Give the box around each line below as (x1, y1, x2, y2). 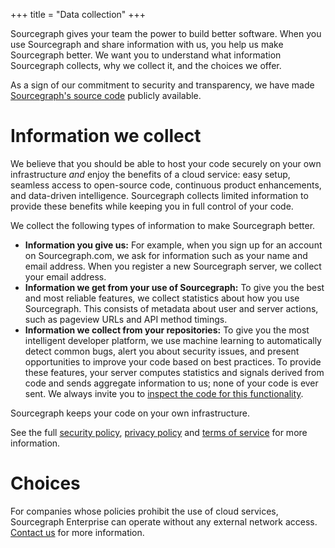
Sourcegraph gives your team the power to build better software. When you (10, 28, 322, 39)
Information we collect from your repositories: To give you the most (24, 324, 310, 336)
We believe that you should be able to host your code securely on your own (10, 157, 322, 169)
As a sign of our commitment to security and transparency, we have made (10, 79, 315, 91)
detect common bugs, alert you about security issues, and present (24, 345, 300, 357)
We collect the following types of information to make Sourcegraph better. (10, 219, 316, 231)
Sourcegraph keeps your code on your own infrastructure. (10, 407, 250, 419)
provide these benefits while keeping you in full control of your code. (10, 200, 294, 212)
